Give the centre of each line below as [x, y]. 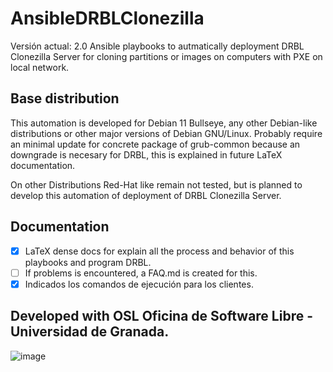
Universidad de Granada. [90, 332]
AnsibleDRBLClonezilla [107, 18]
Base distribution [65, 98]
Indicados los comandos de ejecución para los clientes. [139, 284]
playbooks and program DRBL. [88, 262]
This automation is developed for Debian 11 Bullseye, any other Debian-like [164, 123]
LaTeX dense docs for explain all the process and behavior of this [159, 251]
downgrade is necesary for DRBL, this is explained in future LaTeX [146, 154]
